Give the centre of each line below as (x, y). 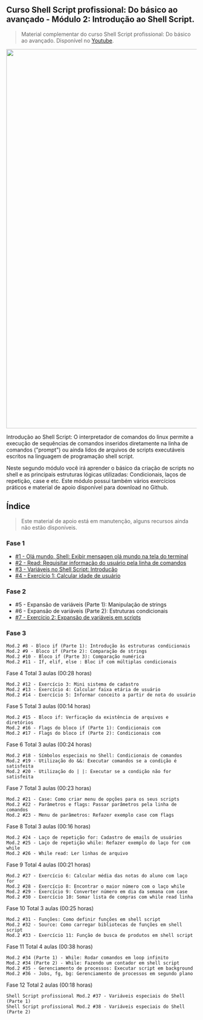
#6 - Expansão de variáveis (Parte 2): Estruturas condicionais (91, 611)
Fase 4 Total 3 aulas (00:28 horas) (49, 673)
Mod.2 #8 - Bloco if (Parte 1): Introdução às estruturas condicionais (98, 646)
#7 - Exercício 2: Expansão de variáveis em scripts (78, 618)
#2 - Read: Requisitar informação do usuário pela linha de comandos (101, 562)
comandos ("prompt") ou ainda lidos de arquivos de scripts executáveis (96, 450)
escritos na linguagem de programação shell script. (70, 456)
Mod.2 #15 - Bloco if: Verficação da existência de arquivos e (88, 717)
